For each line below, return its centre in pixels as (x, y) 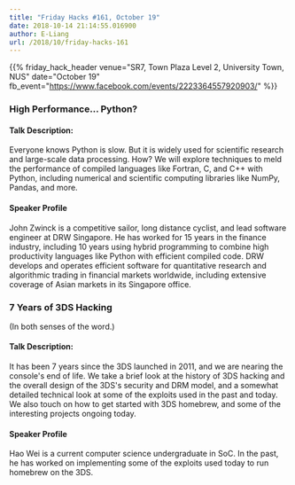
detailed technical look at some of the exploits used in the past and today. (144, 395)
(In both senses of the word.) (62, 326)
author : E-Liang (39, 34)
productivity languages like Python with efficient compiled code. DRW (136, 256)
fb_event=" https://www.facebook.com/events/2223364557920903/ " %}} (144, 86)
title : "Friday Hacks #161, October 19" (85, 17)
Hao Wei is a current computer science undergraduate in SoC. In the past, (144, 454)
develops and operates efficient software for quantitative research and (138, 265)
